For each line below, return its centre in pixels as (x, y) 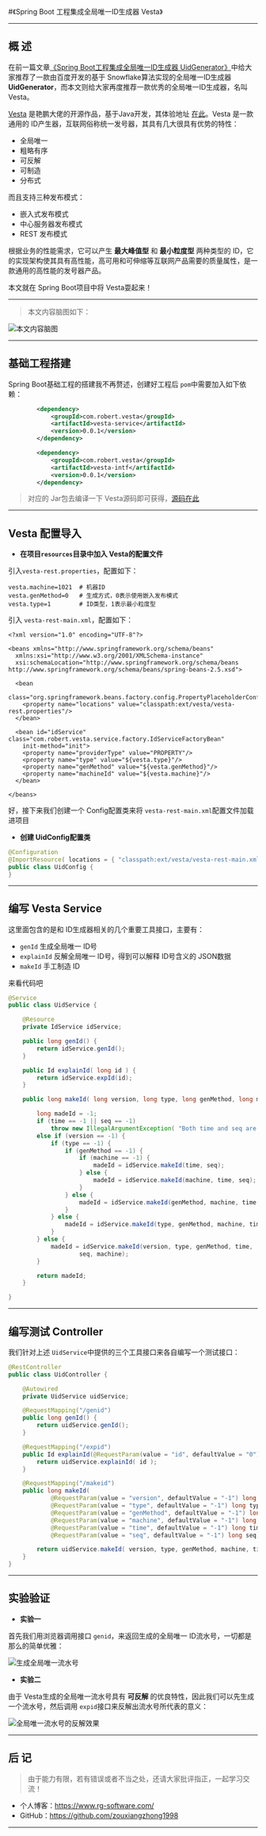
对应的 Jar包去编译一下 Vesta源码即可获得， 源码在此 (113, 498)
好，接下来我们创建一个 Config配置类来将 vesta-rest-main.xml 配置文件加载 (131, 810)
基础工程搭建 (40, 364)
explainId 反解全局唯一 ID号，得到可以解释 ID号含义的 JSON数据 (125, 956)
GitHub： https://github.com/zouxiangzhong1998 (99, 1815)
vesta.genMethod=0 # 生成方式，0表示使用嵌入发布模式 (93, 596)
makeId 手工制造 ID (50, 966)
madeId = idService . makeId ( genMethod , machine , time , (169, 1202)
